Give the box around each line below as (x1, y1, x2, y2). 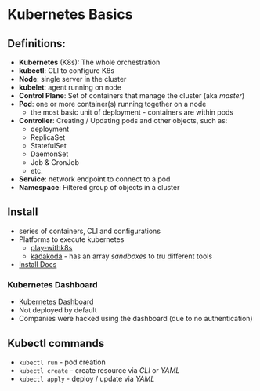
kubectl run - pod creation (18, 357, 107, 367)
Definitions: (7, 37, 66, 50)
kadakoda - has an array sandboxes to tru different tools (30, 251, 213, 261)
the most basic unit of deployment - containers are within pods (30, 108, 234, 117)
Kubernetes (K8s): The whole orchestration (18, 57, 161, 67)
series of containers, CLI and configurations (18, 226, 161, 236)
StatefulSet (30, 141, 67, 150)
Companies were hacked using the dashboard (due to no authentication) (18, 314, 253, 323)
